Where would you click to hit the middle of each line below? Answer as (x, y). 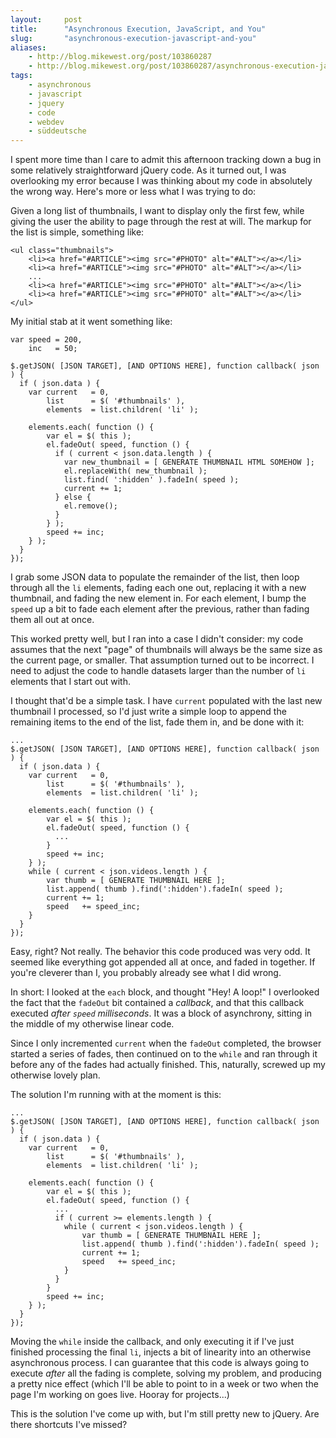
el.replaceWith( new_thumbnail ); (135, 471)
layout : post (46, 19)
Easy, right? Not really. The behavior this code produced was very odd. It (160, 952)
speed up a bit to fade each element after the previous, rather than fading (160, 609)
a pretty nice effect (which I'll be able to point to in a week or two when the (164, 1384)
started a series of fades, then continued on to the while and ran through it (164, 1054)
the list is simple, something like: (77, 232)
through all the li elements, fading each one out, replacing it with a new (158, 588)
